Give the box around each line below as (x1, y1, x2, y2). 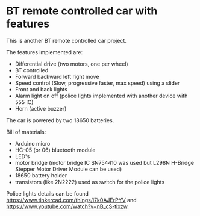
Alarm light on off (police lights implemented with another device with (14, 92, 188, 99)
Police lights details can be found (6, 190, 89, 197)
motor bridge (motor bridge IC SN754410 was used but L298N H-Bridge (14, 159, 195, 166)
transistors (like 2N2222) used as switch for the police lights (14, 178, 165, 185)
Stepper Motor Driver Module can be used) (14, 165, 122, 173)
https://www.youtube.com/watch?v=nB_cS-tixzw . (6, 203, 130, 210)
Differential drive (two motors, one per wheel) (14, 60, 128, 67)
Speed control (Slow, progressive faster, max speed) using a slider (14, 79, 180, 87)
